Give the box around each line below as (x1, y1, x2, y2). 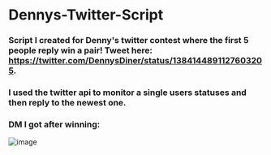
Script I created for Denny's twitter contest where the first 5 (8, 35, 249, 46)
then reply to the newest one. (8, 97, 127, 109)
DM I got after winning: (8, 118, 101, 130)
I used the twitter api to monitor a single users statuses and (8, 87, 247, 98)
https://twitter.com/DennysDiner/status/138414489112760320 (8, 55, 262, 67)
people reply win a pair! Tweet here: (8, 45, 153, 56)
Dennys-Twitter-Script (8, 6, 164, 24)
